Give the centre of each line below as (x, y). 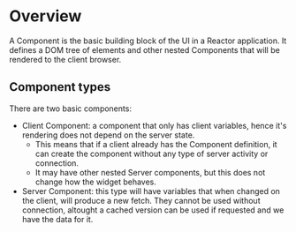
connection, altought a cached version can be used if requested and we (153, 210)
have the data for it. (57, 219)
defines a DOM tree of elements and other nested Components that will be (144, 49)
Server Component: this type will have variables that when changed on (151, 191)
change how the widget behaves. (95, 182)
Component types (60, 87)
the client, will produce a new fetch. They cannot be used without (141, 200)
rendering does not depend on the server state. (108, 135)
